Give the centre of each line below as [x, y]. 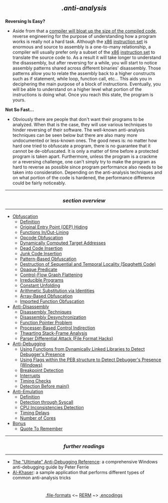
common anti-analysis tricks [41, 478]
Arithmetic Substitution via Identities [57, 290]
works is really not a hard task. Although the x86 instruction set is [80, 41]
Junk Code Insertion [41, 253]
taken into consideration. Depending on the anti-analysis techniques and [87, 172]
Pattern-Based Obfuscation [48, 259]
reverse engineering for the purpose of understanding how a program [84, 36]
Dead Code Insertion [41, 248]
